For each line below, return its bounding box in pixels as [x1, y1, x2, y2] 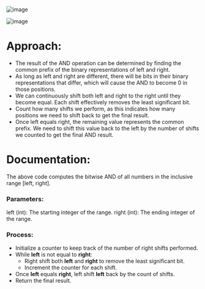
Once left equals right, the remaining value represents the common [15, 118, 185, 125]
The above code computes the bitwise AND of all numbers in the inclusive [6, 172, 193, 180]
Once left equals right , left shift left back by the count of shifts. [15, 271, 176, 278]
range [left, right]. [6, 179, 51, 187]
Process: [6, 231, 34, 239]
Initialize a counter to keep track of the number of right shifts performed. [15, 244, 198, 252]
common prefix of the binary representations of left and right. [15, 66, 170, 73]
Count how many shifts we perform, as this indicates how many [15, 105, 176, 112]
